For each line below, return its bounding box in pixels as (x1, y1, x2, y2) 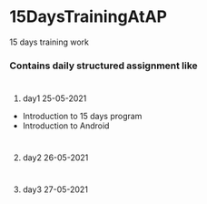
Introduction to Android (22, 120, 110, 131)
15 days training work (9, 36, 89, 47)
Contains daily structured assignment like (9, 59, 198, 72)
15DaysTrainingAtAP (9, 6, 168, 27)
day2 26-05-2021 (22, 152, 89, 163)
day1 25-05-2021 (22, 93, 87, 104)
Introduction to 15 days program (22, 111, 143, 122)
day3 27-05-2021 (22, 184, 89, 195)
